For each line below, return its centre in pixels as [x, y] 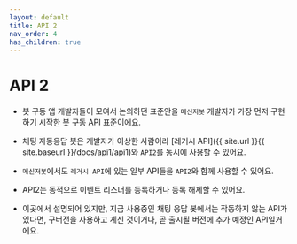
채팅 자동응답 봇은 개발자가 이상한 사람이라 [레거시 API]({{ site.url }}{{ [143, 141]
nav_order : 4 [33, 34]
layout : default [39, 17]
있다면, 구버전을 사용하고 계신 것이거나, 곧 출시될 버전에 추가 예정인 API [145, 220]
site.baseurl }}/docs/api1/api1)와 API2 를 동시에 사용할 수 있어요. [134, 152]
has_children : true [45, 42]
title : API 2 [33, 26]
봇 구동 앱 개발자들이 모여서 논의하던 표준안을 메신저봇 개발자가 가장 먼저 [145, 111]
